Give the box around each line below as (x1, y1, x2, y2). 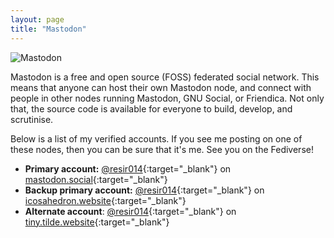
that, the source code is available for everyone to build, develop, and (10, 102, 293, 115)
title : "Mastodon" (10, 24, 87, 34)
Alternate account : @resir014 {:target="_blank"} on (24, 205, 237, 217)
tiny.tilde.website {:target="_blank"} (24, 216, 170, 228)
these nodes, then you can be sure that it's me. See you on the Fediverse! (10, 143, 314, 155)
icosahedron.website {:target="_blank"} (24, 194, 187, 206)
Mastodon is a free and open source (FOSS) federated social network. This (10, 71, 320, 83)
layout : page (10, 14, 65, 25)
